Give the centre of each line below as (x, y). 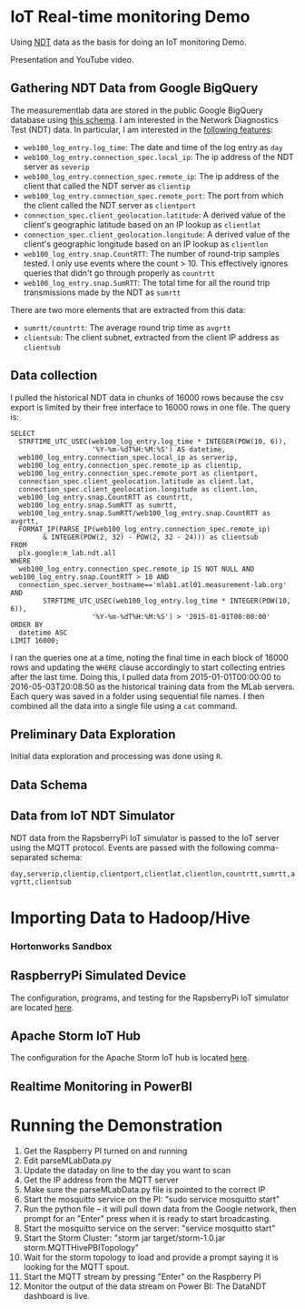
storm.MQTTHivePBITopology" (81, 1247)
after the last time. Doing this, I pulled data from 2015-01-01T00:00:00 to (146, 676)
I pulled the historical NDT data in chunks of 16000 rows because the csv (147, 397)
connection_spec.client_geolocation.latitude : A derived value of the (154, 215)
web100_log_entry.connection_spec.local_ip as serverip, (128, 457)
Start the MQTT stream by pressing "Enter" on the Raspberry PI (142, 1276)
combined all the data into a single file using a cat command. (124, 705)
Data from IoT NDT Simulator (93, 816)
